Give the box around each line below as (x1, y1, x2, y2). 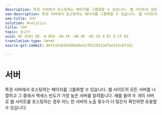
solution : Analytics (5, 20, 47, 26)
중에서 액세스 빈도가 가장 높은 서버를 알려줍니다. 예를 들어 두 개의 (23, 92, 146, 98)
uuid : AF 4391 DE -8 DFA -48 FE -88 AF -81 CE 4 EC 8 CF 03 (5, 34, 129, 39)
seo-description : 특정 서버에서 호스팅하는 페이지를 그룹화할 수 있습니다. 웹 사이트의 (5, 12, 158, 16)
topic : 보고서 (5, 29, 30, 34)
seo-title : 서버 (5, 16, 36, 21)
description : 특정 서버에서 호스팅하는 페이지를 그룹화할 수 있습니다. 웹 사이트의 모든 (5, 7, 158, 12)
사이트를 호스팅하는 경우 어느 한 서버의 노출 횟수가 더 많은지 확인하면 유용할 (15, 99, 157, 104)
